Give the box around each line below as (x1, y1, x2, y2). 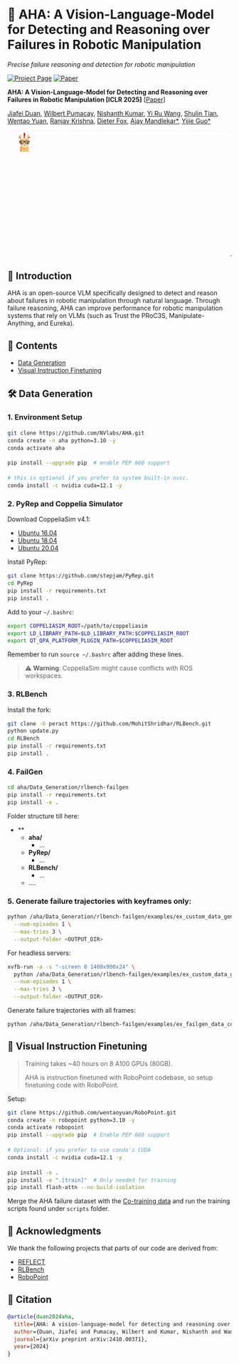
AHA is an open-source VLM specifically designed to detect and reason (7, 289, 218, 297)
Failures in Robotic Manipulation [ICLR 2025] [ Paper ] (7, 95, 166, 104)
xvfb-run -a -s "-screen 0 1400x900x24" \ (7, 963, 135, 970)
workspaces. (24, 671, 63, 680)
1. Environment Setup (7, 412, 83, 422)
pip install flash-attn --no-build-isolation (7, 1184, 144, 1191)
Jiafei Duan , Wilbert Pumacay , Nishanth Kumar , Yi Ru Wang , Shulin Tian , (7, 109, 219, 117)
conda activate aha (7, 444, 65, 452)
